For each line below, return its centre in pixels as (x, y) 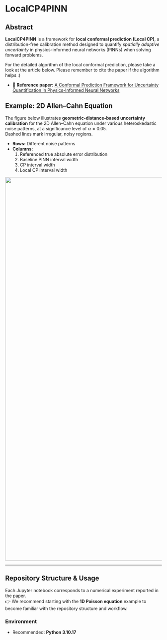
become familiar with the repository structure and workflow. (66, 608)
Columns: (23, 149)
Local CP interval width (43, 170)
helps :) (13, 75)
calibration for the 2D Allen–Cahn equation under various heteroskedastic (81, 123)
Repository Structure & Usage (52, 578)
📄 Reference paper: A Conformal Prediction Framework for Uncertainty (85, 85)
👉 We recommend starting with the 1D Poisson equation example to (76, 601)
